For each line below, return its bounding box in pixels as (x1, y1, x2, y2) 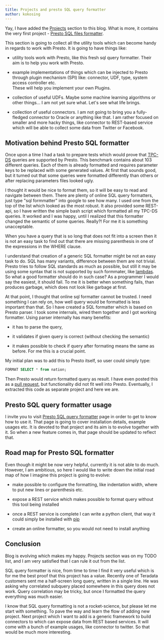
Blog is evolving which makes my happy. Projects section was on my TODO (5, 553, 157, 559)
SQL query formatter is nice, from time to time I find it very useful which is (5, 568, 154, 573)
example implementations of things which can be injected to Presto (12, 69, 148, 75)
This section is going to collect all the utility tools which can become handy (5, 40, 157, 46)
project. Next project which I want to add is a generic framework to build (5, 613, 151, 619)
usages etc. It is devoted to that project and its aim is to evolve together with (5, 424, 159, 430)
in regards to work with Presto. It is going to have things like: (5, 45, 127, 51)
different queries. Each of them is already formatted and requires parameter (5, 162, 158, 168)
